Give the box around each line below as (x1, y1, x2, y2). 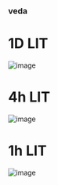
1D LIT (8, 35, 49, 53)
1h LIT (8, 142, 47, 159)
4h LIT (8, 88, 51, 106)
